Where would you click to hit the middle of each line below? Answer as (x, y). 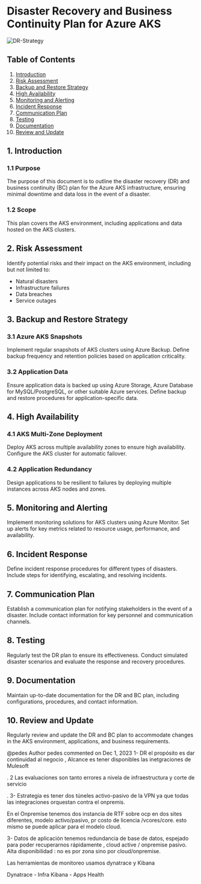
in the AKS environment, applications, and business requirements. (88, 741)
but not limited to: (29, 269)
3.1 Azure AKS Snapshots (45, 337)
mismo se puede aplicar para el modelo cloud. (64, 827)
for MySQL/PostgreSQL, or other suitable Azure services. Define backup (97, 392)
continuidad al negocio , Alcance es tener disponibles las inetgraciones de (99, 760)
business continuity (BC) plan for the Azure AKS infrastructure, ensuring (96, 188)
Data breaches (34, 294)
